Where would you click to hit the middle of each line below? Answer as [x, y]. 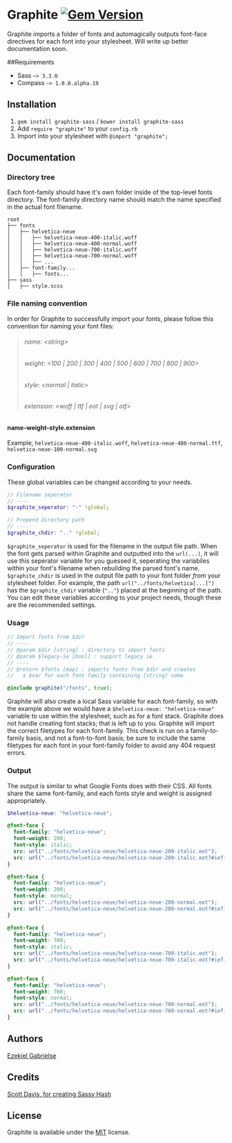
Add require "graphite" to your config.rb [77, 129]
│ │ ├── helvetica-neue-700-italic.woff [72, 250]
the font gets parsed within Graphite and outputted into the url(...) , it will [113, 553]
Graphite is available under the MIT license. [69, 1132]
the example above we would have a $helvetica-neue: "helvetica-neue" [111, 709]
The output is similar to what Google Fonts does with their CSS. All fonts [109, 786]
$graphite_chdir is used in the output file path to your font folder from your [114, 575]
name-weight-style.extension [51, 427]
